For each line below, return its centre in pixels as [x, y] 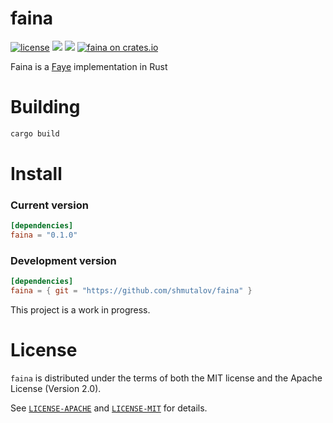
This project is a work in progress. [80, 310]
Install [36, 173]
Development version [63, 260]
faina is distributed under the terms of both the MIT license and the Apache [166, 378]
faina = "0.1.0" [44, 235]
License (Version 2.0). [56, 388]
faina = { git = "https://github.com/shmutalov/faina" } [131, 291]
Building [45, 107]
